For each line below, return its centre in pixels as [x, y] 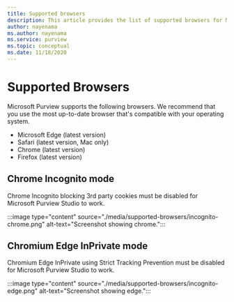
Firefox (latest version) [49, 157]
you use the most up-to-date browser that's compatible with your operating [116, 114]
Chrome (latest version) [51, 149]
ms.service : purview [37, 40]
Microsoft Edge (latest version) [62, 135]
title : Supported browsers [46, 14]
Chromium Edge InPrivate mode [78, 246]
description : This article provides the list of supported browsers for [115, 20]
